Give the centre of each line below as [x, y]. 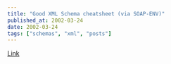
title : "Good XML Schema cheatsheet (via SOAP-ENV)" [86, 14]
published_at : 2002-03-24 [45, 20]
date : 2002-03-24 [33, 27]
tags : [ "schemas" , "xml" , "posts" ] [59, 33]
